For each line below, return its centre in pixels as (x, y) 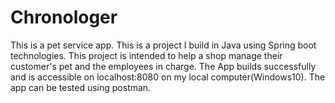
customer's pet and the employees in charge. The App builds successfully (163, 66)
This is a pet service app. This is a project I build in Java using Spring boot (163, 45)
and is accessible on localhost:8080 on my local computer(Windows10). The (168, 77)
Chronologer (64, 17)
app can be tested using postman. (81, 87)
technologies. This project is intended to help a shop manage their (146, 55)
